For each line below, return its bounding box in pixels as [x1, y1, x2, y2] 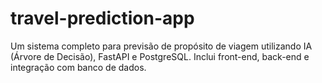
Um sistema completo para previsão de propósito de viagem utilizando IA [10, 40, 313, 52]
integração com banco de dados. [10, 61, 147, 73]
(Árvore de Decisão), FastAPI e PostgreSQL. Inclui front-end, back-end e [10, 50, 310, 62]
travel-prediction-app [10, 7, 195, 30]
